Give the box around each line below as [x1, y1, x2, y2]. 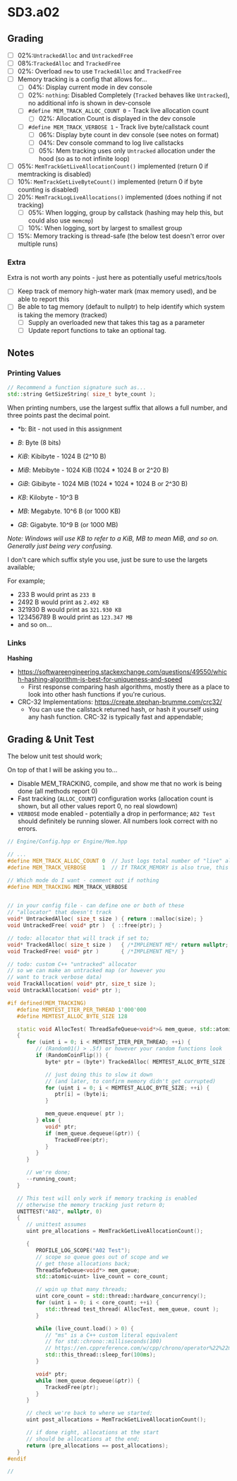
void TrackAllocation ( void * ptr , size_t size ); [7, 980, 157, 988]
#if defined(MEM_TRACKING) [7, 999, 87, 1007]
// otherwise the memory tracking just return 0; [16, 1201, 166, 1208]
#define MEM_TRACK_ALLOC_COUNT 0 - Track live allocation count [28, 107, 209, 115]
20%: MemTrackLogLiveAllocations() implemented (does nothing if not [17, 192, 222, 201]
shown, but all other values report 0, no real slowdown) [17, 802, 178, 810]
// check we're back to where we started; [25, 1410, 153, 1417]
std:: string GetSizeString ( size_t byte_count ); [7, 391, 157, 398]
